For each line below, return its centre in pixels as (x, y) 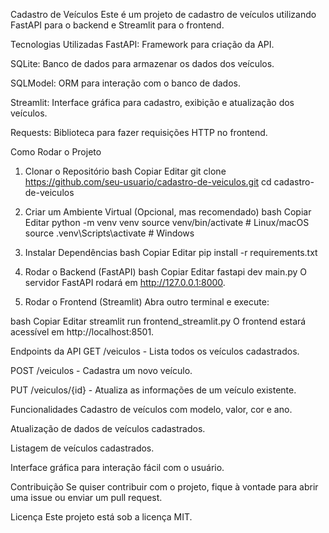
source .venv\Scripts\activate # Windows (109, 233)
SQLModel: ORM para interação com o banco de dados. (125, 83)
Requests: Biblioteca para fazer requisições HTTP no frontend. (139, 132)
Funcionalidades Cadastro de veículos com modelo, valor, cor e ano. (151, 409)
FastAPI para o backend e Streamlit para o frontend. (117, 25)
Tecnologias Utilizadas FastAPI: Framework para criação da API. (142, 44)
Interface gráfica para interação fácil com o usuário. (117, 467)
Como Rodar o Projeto (56, 152)
